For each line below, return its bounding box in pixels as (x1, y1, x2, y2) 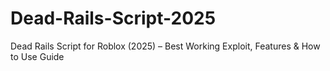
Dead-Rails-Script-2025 (10, 7, 217, 30)
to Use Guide (10, 50, 65, 62)
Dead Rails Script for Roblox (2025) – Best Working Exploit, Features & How (10, 40, 321, 52)
